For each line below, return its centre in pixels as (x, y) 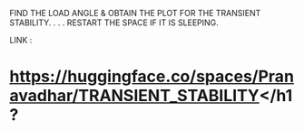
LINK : (21, 40)
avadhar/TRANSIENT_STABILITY (135, 96)
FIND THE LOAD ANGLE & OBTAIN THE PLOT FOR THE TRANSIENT (135, 13)
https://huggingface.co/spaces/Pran (152, 77)
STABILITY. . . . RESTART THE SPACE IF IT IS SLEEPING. (114, 23)
